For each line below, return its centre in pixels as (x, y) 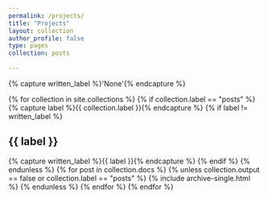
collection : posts (39, 53)
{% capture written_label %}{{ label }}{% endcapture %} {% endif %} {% (130, 161)
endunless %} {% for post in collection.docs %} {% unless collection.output (134, 169)
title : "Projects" (39, 23)
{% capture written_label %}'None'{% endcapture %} (97, 83)
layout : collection (41, 31)
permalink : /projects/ (46, 16)
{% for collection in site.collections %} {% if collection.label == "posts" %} (132, 99)
